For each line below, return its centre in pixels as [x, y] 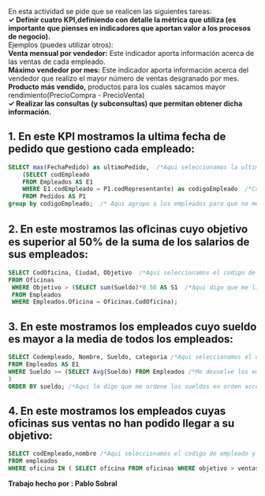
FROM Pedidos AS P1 [54, 196]
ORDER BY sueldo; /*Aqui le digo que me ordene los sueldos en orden [125, 386]
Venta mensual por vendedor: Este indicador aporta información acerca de [131, 53]
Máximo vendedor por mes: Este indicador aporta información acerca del [129, 70]
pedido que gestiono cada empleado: [102, 149]
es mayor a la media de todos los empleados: [121, 339]
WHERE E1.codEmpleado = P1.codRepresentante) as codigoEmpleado [130, 189]
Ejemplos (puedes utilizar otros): [61, 45]
